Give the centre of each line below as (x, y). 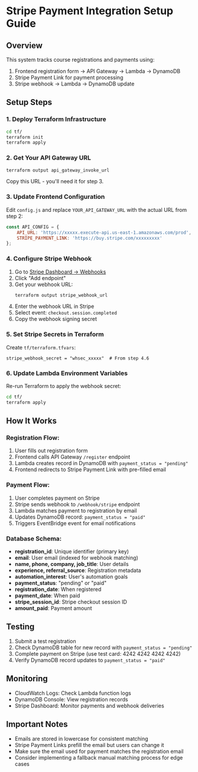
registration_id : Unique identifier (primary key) (72, 552)
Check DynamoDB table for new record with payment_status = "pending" (103, 647)
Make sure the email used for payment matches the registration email (99, 751)
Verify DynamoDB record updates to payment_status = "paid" (90, 660)
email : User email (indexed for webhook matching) (77, 558)
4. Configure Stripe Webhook (49, 259)
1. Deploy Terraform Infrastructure (56, 119)
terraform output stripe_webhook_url (61, 295)
